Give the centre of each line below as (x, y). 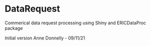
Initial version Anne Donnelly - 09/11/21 (45, 38)
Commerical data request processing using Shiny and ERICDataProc (75, 23)
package (14, 28)
